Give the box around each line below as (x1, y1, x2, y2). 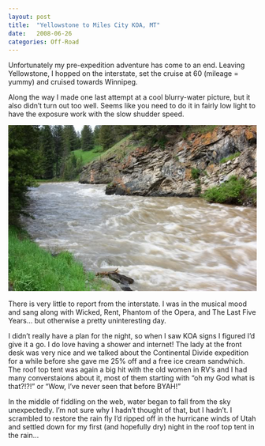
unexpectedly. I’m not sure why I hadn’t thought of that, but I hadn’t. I (8, 405, 233, 414)
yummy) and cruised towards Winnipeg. (8, 77, 138, 87)
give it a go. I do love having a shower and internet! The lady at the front (8, 339, 242, 349)
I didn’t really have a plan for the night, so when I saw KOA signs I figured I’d (8, 331, 256, 340)
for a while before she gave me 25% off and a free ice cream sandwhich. (8, 356, 245, 365)
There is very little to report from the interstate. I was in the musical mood (8, 299, 247, 308)
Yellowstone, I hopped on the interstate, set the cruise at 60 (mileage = (8, 69, 239, 78)
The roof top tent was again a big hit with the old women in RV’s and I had (8, 365, 248, 374)
